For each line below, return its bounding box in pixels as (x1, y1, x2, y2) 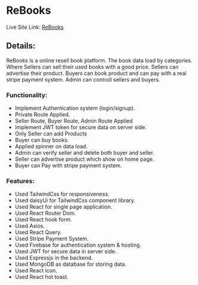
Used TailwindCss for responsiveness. (14, 190, 109, 198)
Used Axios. (14, 223, 45, 230)
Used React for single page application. (14, 203, 112, 211)
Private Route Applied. (14, 111, 71, 118)
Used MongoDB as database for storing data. (14, 260, 127, 268)
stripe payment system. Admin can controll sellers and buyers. (6, 76, 160, 83)
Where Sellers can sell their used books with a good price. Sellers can (6, 63, 179, 70)
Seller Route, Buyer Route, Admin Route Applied (14, 118, 133, 125)
